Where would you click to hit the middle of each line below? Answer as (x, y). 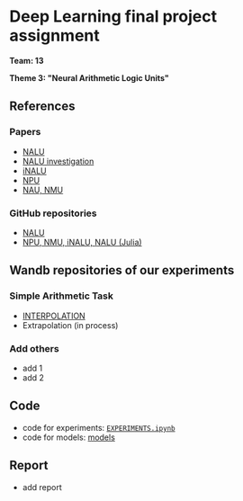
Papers (25, 132)
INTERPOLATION (54, 316)
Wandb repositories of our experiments (122, 270)
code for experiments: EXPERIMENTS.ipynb (99, 427)
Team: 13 (27, 60)
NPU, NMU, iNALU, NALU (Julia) (82, 242)
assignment (55, 36)
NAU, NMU (43, 190)
